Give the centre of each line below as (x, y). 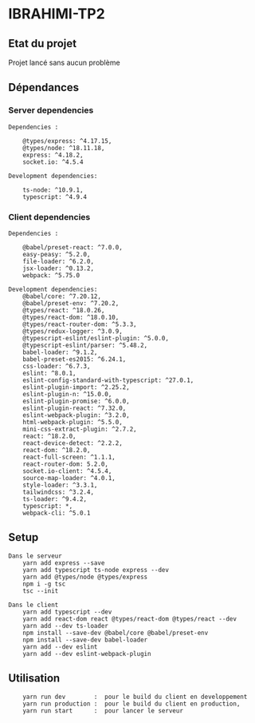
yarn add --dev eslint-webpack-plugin (87, 653)
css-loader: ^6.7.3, (57, 366)
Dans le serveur (35, 556)
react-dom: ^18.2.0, (57, 450)
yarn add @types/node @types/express (85, 577)
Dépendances (44, 87)
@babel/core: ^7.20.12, (62, 296)
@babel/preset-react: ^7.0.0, (73, 247)
